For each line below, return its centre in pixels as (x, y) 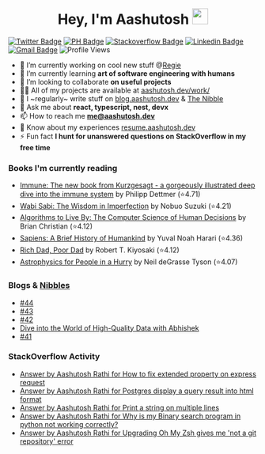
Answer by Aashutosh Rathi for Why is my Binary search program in (130, 416)
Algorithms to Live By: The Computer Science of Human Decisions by (133, 218)
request (32, 382)
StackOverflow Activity (54, 357)
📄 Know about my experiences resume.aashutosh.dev (108, 127)
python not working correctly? (69, 424)
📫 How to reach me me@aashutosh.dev (87, 115)
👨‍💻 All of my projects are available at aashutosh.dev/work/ (115, 90)
